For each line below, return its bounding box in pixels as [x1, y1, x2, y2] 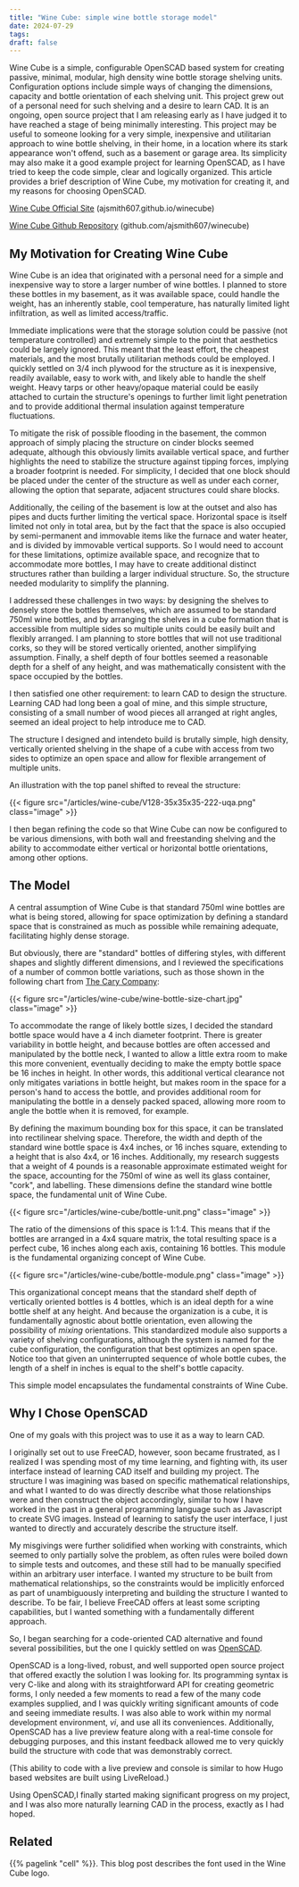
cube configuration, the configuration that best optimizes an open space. [9, 1343, 278, 1354]
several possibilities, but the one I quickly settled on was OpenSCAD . [9, 1642, 262, 1653]
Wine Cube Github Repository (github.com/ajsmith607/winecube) [9, 220, 250, 231]
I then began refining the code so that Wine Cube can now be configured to [9, 824, 287, 835]
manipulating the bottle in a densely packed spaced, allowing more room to [9, 1095, 286, 1107]
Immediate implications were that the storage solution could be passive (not [9, 325, 288, 336]
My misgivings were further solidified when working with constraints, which [9, 1540, 287, 1550]
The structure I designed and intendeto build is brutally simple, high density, [9, 734, 289, 745]
